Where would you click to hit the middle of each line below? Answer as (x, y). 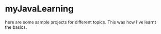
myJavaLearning (39, 9)
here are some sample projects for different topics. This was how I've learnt (80, 22)
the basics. (16, 27)
